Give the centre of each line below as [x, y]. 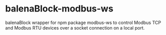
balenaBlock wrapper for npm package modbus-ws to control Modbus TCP [83, 22]
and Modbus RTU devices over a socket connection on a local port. [75, 27]
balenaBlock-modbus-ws [59, 9]
